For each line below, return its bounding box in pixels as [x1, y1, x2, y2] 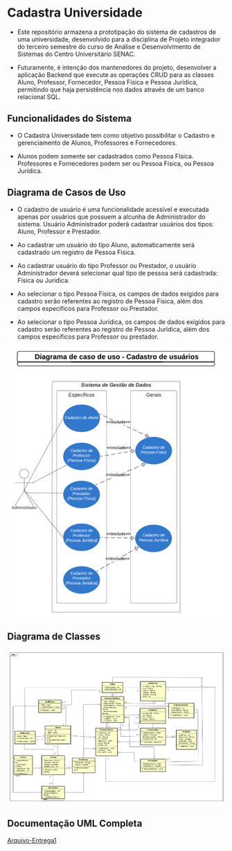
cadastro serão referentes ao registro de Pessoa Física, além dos [17, 296, 204, 305]
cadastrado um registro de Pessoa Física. [17, 248, 136, 256]
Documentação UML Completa [7, 818, 143, 830]
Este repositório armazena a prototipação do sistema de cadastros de [17, 28, 217, 36]
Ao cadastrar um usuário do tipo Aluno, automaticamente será [17, 240, 195, 249]
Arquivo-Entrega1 [7, 836, 57, 844]
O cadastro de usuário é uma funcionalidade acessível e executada [17, 205, 209, 213]
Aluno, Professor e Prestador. [17, 227, 102, 235]
